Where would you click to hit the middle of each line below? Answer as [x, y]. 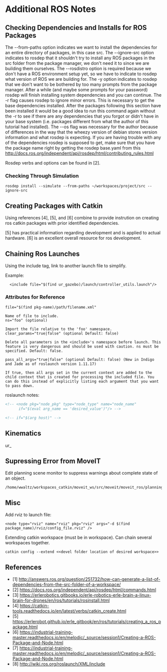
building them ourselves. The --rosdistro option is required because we [78, 69]
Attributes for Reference [35, 297]
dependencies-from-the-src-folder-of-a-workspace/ [66, 585]
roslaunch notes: [22, 395]
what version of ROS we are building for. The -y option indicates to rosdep [81, 79]
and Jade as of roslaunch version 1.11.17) [51, 364]
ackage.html [25, 627]
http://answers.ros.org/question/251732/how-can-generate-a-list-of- [89, 579]
